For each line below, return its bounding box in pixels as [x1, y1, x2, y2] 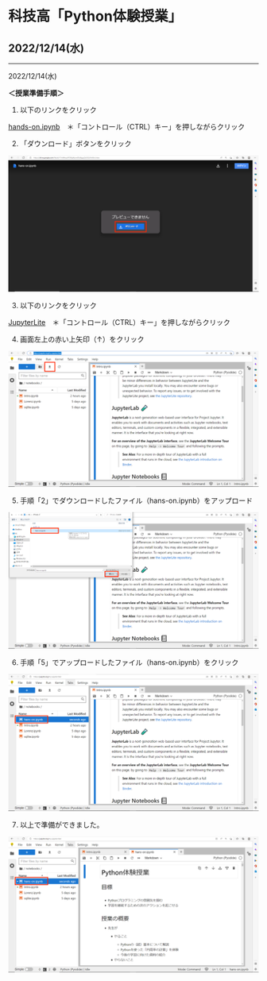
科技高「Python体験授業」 [8, 7, 183, 25]
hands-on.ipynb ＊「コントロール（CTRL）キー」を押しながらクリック [8, 122, 246, 131]
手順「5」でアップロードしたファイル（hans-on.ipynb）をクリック [19, 658, 239, 667]
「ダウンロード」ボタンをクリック [19, 139, 132, 148]
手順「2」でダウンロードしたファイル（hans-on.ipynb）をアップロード [19, 496, 253, 505]
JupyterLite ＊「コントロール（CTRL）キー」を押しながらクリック [8, 317, 230, 326]
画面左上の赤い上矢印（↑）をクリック [19, 334, 145, 344]
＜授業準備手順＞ [8, 88, 64, 98]
